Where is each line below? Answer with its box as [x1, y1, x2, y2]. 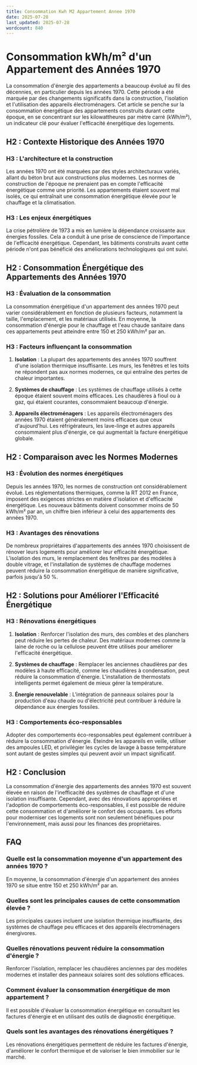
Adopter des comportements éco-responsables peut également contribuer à [6, 731, 192, 738]
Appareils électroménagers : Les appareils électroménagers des [14, 410, 173, 417]
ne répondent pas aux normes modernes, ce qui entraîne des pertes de [14, 369, 188, 376]
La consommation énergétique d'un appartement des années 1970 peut [6, 303, 179, 310]
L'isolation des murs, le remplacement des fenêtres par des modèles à [6, 555, 176, 562]
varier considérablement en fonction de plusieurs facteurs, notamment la [6, 309, 183, 316]
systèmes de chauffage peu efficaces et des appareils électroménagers [6, 923, 181, 930]
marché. [6, 1053, 26, 1060]
